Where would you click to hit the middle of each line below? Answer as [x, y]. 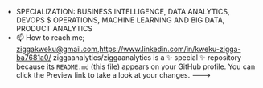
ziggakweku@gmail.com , [58, 49]
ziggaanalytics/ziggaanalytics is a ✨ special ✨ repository [147, 58]
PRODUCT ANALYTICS [54, 28]
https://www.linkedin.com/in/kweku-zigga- [170, 49]
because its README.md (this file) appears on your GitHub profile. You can [136, 66]
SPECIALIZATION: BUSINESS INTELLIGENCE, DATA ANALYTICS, [123, 12]
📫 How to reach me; [50, 38]
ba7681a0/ [33, 58]
